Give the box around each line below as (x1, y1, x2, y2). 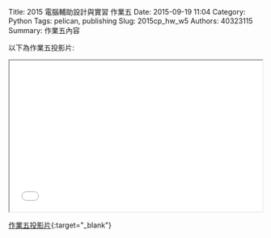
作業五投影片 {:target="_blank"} (8, 220, 112, 230)
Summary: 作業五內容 (8, 26, 80, 35)
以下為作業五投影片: (8, 43, 75, 52)
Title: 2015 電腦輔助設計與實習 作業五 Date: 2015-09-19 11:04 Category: (8, 7, 246, 16)
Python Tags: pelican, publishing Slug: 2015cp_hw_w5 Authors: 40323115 (8, 16, 253, 26)
